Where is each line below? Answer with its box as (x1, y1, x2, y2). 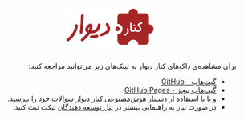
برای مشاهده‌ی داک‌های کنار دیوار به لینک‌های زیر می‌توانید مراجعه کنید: (28, 62, 237, 70)
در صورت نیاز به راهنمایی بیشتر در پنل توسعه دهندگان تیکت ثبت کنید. (12, 102, 217, 111)
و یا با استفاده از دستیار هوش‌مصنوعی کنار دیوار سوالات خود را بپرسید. (7, 94, 217, 103)
